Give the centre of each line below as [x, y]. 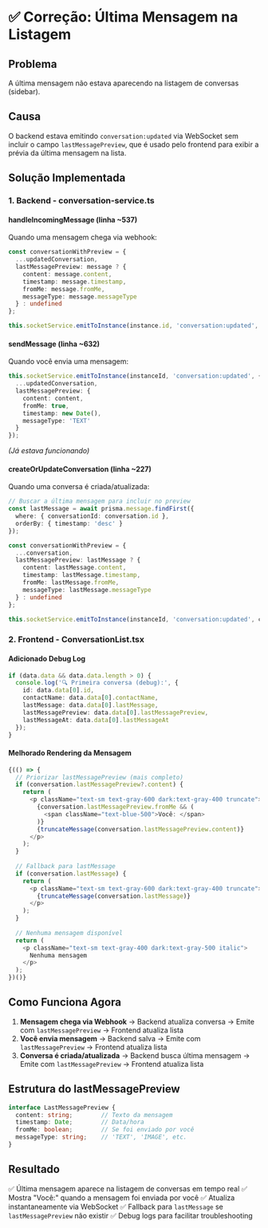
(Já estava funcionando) [49, 451]
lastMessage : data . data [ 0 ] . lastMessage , [91, 705]
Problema [33, 64]
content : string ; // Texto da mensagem [94, 1115]
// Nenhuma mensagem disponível [69, 933]
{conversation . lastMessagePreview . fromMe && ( [116, 807]
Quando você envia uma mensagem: [69, 361]
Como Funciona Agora [65, 1003]
